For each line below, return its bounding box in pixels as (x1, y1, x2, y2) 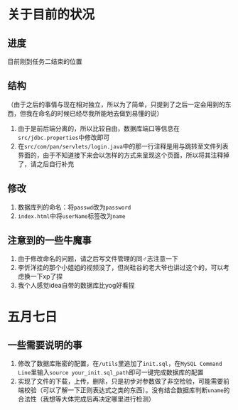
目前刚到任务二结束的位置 (7, 58, 82, 65)
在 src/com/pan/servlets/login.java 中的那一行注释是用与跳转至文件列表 (17, 141, 229, 150)
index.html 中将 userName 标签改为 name (17, 211, 126, 220)
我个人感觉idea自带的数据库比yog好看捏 (17, 281, 135, 290)
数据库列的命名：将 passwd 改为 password (17, 203, 131, 211)
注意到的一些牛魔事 (7, 234, 92, 247)
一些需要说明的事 (7, 339, 82, 352)
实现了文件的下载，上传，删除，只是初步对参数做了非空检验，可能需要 (17, 377, 224, 386)
